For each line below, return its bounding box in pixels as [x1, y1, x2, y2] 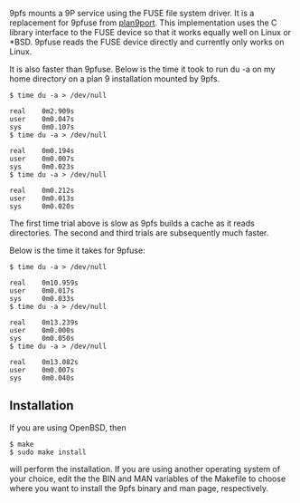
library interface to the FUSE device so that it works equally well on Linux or [9, 27, 292, 37]
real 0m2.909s [9, 107, 75, 116]
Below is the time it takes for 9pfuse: [9, 245, 146, 256]
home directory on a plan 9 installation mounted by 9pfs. [9, 73, 220, 84]
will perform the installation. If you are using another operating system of [9, 463, 281, 474]
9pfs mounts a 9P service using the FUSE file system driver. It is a [9, 8, 255, 18]
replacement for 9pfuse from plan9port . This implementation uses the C [9, 17, 277, 28]
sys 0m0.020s [9, 202, 75, 211]
